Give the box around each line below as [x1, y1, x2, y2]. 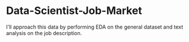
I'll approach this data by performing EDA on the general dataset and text [6, 23, 184, 30]
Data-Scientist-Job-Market [6, 4, 142, 17]
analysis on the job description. [6, 29, 82, 36]
